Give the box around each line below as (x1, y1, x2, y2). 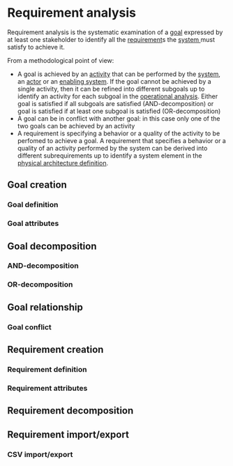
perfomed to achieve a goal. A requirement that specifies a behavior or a (17, 136, 227, 144)
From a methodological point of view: (7, 56, 114, 64)
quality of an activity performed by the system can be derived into (17, 144, 208, 152)
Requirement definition (7, 365, 87, 375)
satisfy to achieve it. (7, 43, 65, 51)
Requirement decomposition (7, 405, 134, 416)
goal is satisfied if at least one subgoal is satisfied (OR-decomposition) (17, 107, 221, 115)
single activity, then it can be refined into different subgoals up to (17, 84, 205, 93)
